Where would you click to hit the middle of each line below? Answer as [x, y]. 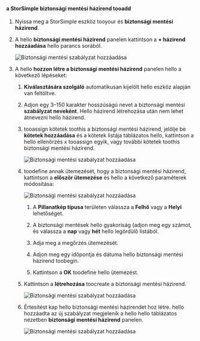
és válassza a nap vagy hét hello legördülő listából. [96, 231]
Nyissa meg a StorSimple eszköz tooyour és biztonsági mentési [94, 21]
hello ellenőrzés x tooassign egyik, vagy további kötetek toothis [102, 142]
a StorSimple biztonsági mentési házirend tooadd [69, 8]
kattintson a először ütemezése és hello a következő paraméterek [105, 178]
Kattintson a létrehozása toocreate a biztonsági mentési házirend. [105, 284]
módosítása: [39, 184]
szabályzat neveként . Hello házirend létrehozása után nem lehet [104, 111]
